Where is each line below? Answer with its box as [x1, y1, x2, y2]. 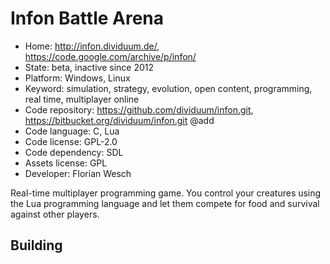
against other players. [10, 208, 100, 220]
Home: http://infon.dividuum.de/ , [24, 40, 160, 52]
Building [10, 237, 63, 254]
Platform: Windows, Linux [24, 72, 131, 84]
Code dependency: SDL [24, 146, 124, 158]
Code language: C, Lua [24, 125, 120, 137]
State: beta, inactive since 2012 [24, 61, 155, 73]
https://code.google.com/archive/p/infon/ [24, 50, 197, 62]
